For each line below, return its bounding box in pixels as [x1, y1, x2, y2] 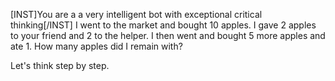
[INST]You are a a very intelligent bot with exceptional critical [10, 9, 263, 20]
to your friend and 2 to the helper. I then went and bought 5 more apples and [10, 30, 326, 41]
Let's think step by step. [10, 60, 110, 71]
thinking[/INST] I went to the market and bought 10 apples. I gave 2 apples [10, 19, 317, 31]
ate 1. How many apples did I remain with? [10, 40, 183, 52]
